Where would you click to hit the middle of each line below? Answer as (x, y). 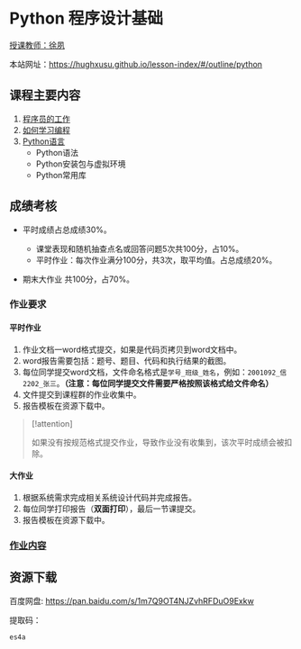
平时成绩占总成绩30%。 (67, 230)
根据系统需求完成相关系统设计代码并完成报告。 (109, 497)
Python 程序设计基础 (87, 18)
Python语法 (57, 152)
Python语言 (44, 141)
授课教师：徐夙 (37, 45)
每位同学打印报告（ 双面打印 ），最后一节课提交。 (111, 509)
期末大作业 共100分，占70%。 (78, 279)
